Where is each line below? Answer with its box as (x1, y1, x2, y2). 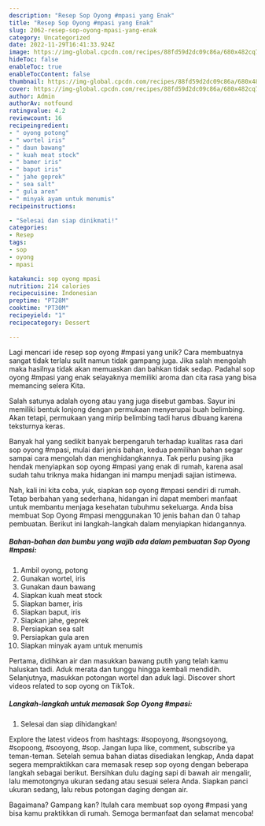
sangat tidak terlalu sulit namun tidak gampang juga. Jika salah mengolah (9, 356, 247, 365)
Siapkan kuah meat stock (20, 590, 103, 600)
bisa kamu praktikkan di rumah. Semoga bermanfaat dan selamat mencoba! (9, 808, 254, 817)
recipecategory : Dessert (9, 319, 90, 327)
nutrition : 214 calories (9, 282, 90, 290)
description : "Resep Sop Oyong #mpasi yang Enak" (9, 11, 175, 20)
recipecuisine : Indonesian (9, 290, 98, 297)
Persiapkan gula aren (20, 632, 90, 641)
